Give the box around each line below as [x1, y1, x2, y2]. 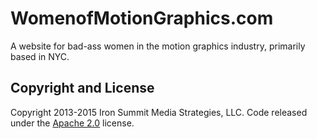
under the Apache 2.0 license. [10, 117, 135, 129]
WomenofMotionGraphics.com [10, 7, 274, 30]
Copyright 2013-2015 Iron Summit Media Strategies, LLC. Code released [10, 106, 308, 118]
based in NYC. [10, 50, 70, 62]
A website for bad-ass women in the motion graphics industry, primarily [10, 40, 306, 52]
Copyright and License [10, 80, 155, 97]
